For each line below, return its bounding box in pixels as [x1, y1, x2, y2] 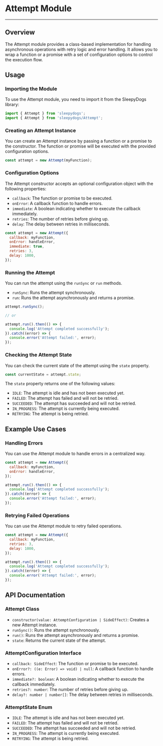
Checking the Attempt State [5, 352, 72, 358]
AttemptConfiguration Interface [5, 650, 81, 656]
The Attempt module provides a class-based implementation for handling [5, 41, 151, 47]
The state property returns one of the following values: [5, 381, 115, 387]
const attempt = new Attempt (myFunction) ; [5, 158, 92, 163]
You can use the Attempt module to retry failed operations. [5, 523, 122, 529]
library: [5, 102, 19, 108]
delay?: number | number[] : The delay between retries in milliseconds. [12, 691, 154, 697]
